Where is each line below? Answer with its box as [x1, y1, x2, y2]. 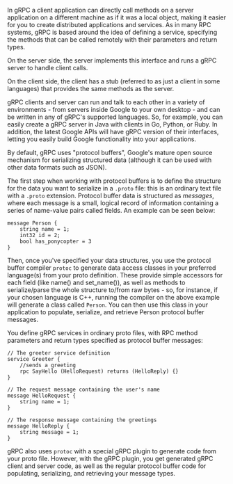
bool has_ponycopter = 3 [19, 238, 92, 245]
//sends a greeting [19, 362, 77, 369]
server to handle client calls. [7, 64, 88, 72]
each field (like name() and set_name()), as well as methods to [7, 278, 186, 287]
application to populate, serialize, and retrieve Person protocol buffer [7, 308, 204, 316]
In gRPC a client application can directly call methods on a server [7, 6, 194, 14]
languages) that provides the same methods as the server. [7, 85, 175, 92]
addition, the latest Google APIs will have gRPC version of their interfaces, [7, 128, 219, 136]
